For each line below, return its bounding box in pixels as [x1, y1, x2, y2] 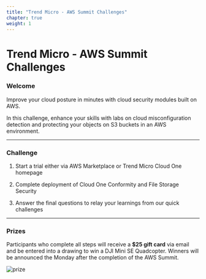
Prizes [6, 227, 26, 235]
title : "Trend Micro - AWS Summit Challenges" [6, 9, 128, 15]
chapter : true [6, 15, 43, 21]
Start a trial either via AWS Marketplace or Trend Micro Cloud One [15, 162, 182, 170]
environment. [6, 127, 40, 135]
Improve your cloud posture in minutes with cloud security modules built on [6, 96, 197, 103]
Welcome [6, 82, 36, 90]
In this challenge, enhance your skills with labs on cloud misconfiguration [6, 114, 191, 122]
